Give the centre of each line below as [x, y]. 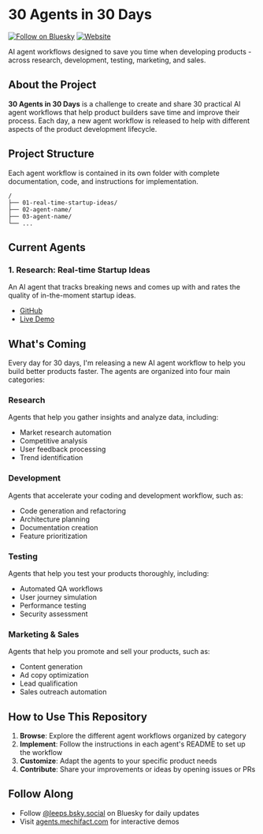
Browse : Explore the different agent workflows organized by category [133, 736]
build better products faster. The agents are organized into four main [119, 372]
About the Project [52, 85]
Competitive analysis [54, 441]
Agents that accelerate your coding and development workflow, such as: [126, 496]
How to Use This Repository [78, 717]
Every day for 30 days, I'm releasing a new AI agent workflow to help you [127, 363]
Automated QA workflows [61, 589]
